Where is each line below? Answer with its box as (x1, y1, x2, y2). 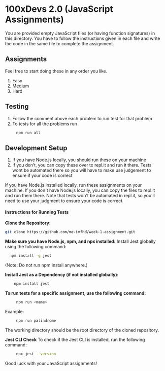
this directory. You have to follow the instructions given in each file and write (5, 35, 160, 41)
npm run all (16, 130, 41, 135)
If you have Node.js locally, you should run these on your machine (12, 157, 146, 163)
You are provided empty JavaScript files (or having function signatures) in (5, 30, 155, 36)
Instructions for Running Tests (5, 209, 69, 215)
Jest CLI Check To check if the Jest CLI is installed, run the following (5, 337, 145, 342)
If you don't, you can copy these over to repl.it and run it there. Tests (12, 162, 152, 168)
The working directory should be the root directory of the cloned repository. (5, 327, 159, 333)
